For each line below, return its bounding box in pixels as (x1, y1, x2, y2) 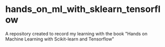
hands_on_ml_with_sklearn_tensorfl (5, 3, 161, 15)
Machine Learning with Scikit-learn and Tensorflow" (5, 36, 114, 42)
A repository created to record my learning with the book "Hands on (5, 30, 148, 36)
